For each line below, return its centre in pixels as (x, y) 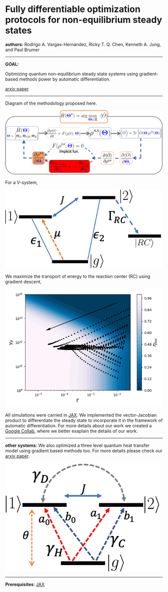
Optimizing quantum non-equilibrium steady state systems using (72, 74)
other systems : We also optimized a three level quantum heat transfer (77, 445)
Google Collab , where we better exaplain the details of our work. (71, 431)
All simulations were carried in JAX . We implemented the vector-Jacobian (81, 415)
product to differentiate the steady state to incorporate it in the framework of (84, 420)
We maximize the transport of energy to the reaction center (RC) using (78, 276)
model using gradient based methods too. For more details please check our (84, 451)
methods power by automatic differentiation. (65, 79)
